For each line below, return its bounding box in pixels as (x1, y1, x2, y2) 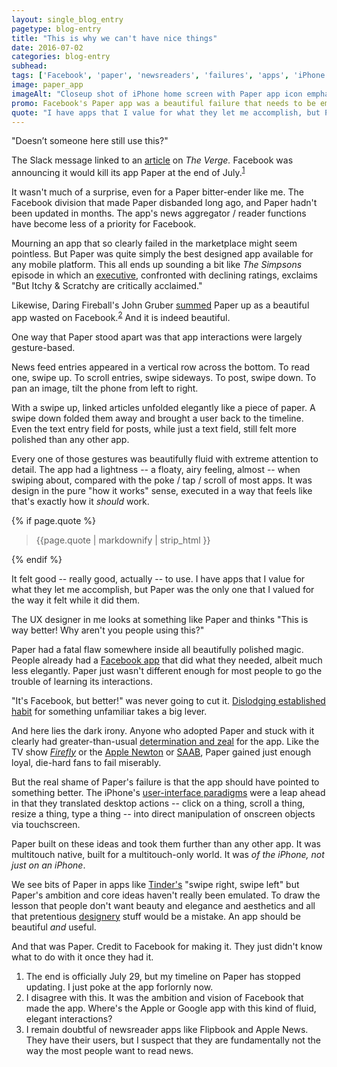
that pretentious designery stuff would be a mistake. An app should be (11, 910, 301, 922)
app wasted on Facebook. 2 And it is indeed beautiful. (11, 310, 231, 323)
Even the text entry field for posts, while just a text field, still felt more (11, 422, 297, 435)
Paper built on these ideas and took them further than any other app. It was (11, 837, 322, 850)
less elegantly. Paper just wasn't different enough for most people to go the (11, 664, 323, 676)
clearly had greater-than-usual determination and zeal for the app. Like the (11, 735, 320, 747)
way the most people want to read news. (25, 1044, 194, 1056)
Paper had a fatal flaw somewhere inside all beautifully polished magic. (11, 643, 304, 655)
